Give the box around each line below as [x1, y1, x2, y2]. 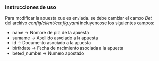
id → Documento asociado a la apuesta [12, 40, 91, 46]
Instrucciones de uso [5, 4, 56, 11]
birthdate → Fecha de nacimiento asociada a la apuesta [12, 45, 124, 51]
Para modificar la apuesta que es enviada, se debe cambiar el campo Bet [5, 15, 152, 21]
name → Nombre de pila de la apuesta [12, 30, 89, 36]
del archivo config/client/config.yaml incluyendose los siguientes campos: [5, 20, 155, 26]
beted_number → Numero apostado [12, 50, 84, 56]
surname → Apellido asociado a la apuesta [12, 35, 98, 41]
